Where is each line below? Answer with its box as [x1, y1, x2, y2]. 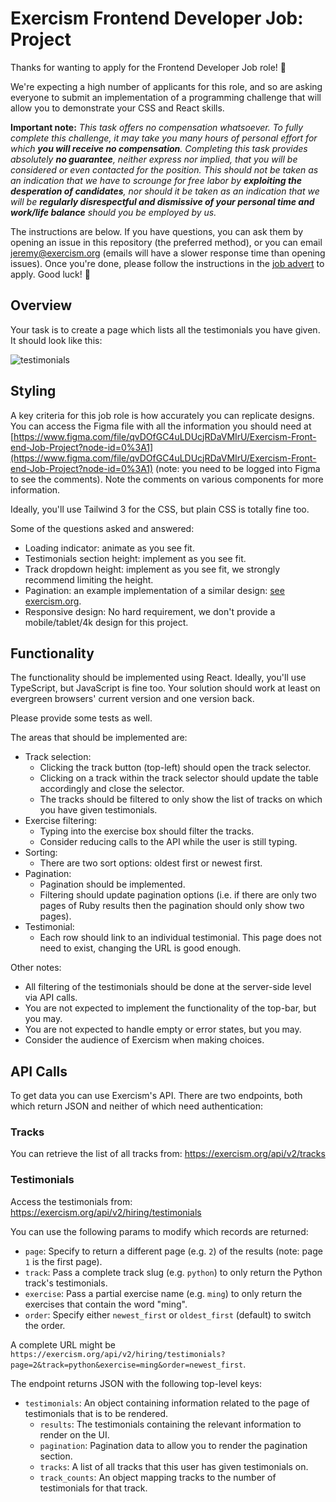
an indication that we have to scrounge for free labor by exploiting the [10, 174, 303, 186]
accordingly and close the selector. [39, 783, 185, 795]
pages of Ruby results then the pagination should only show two [39, 900, 305, 912]
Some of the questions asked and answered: [10, 522, 195, 534]
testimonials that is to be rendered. [24, 1407, 169, 1419]
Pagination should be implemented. [39, 878, 186, 891]
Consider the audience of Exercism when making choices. [24, 1034, 265, 1046]
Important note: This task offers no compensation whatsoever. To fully [10, 121, 304, 133]
